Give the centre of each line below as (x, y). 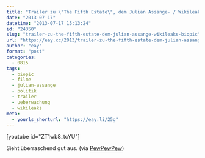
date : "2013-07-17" (31, 18)
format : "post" (26, 52)
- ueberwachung (31, 102)
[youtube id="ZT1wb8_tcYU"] (43, 137)
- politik (24, 91)
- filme (22, 80)
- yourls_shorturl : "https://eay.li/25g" (65, 119)
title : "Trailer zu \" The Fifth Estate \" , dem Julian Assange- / (91, 12)
